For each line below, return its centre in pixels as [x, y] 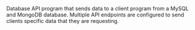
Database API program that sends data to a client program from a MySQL [97, 9]
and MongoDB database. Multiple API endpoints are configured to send [95, 15]
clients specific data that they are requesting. [63, 21]
